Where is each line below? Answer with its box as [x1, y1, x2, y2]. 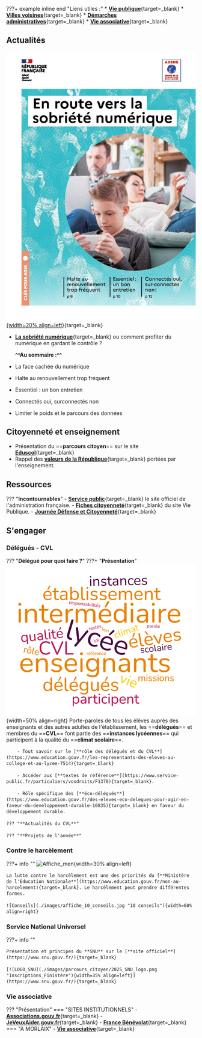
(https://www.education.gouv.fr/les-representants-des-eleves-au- [6, 754, 176, 760]
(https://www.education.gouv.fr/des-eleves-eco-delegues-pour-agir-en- [6, 796, 189, 802]
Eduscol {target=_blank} [14, 449, 75, 456]
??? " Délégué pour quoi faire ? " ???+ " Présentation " [6, 557, 137, 564]
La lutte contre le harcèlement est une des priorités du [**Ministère [6, 872, 189, 879]
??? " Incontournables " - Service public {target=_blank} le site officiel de [6, 496, 186, 503]
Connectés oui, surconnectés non [14, 398, 99, 405]
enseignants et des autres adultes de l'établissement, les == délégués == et [6, 723, 192, 730]
